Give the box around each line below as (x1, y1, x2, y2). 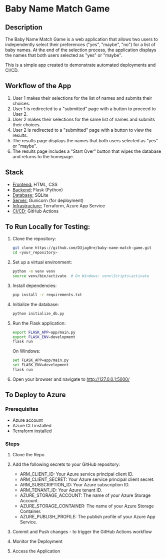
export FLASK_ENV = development (12, 334, 76, 340)
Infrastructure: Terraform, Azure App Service (12, 202, 105, 208)
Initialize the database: (12, 301, 59, 307)
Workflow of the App (5, 82, 71, 90)
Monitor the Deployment (12, 538, 62, 544)
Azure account (12, 417, 43, 423)
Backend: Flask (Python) (12, 186, 63, 193)
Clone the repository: (12, 236, 56, 242)
